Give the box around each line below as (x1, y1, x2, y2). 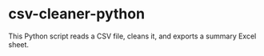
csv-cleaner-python (8, 5, 146, 23)
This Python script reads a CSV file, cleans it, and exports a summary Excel (8, 31, 257, 41)
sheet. (8, 39, 30, 49)
